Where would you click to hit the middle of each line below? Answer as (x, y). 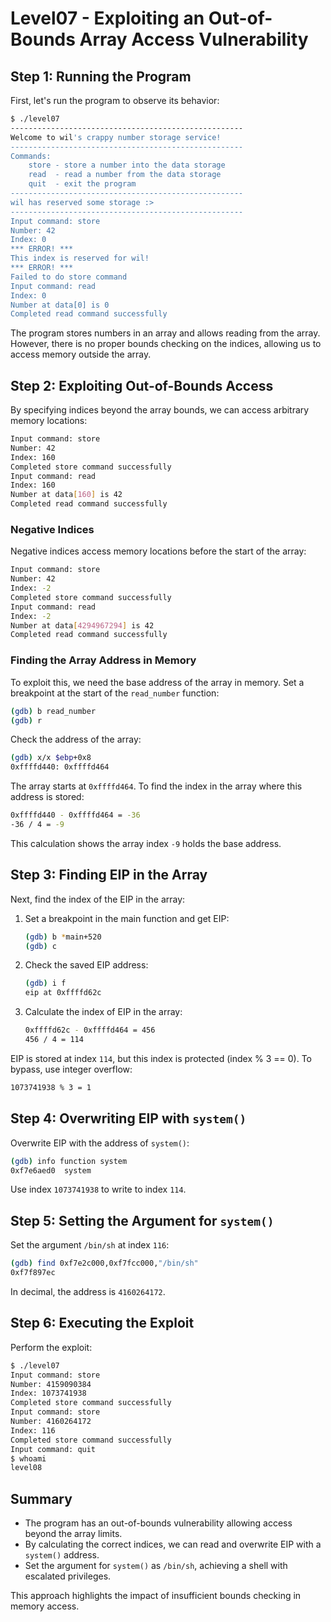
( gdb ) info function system (69, 1161)
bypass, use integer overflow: (71, 1069)
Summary (41, 1498)
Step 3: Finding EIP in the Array (109, 875)
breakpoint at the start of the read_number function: (115, 693)
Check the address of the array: (76, 739)
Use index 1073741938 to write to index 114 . (98, 1189)
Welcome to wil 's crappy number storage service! (116, 137)
